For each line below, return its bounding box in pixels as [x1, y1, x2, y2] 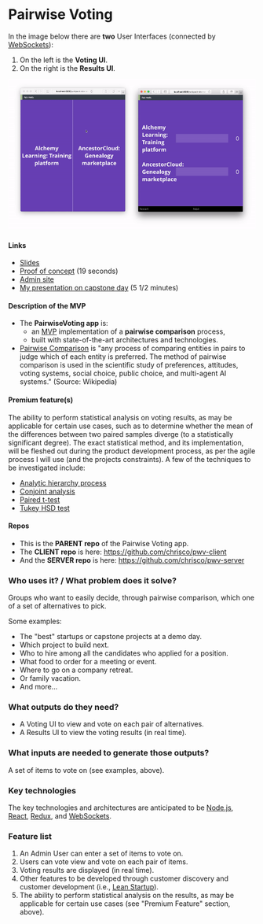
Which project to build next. [19, 640, 110, 650]
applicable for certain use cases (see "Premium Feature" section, [19, 899, 231, 908]
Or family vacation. [19, 674, 81, 683]
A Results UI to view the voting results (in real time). [19, 728, 187, 737]
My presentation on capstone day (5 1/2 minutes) [19, 283, 179, 293]
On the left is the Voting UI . [19, 55, 108, 65]
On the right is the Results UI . [19, 63, 115, 72]
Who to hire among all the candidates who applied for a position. [19, 649, 229, 658]
